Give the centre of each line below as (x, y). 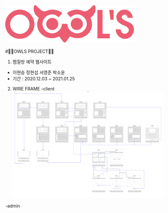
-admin (13, 205)
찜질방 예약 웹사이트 (32, 62)
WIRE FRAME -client (33, 89)
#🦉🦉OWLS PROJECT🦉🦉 (30, 51)
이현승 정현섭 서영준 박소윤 (39, 72)
